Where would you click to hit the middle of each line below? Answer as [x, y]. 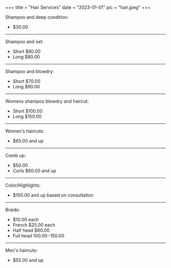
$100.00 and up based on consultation [53, 195]
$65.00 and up [28, 141]
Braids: [13, 210]
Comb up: [16, 155]
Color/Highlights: [23, 185]
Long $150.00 [27, 116]
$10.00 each [26, 220]
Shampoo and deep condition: [37, 17]
